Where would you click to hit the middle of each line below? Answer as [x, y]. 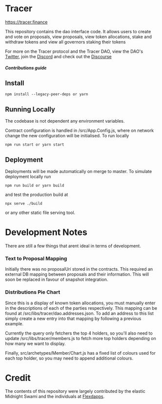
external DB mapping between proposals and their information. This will [77, 275]
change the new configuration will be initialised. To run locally [67, 136]
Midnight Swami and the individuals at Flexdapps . [55, 397]
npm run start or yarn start [35, 145]
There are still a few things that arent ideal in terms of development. [73, 246]
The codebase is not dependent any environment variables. [65, 121]
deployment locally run [28, 176]
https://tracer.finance [26, 22]
